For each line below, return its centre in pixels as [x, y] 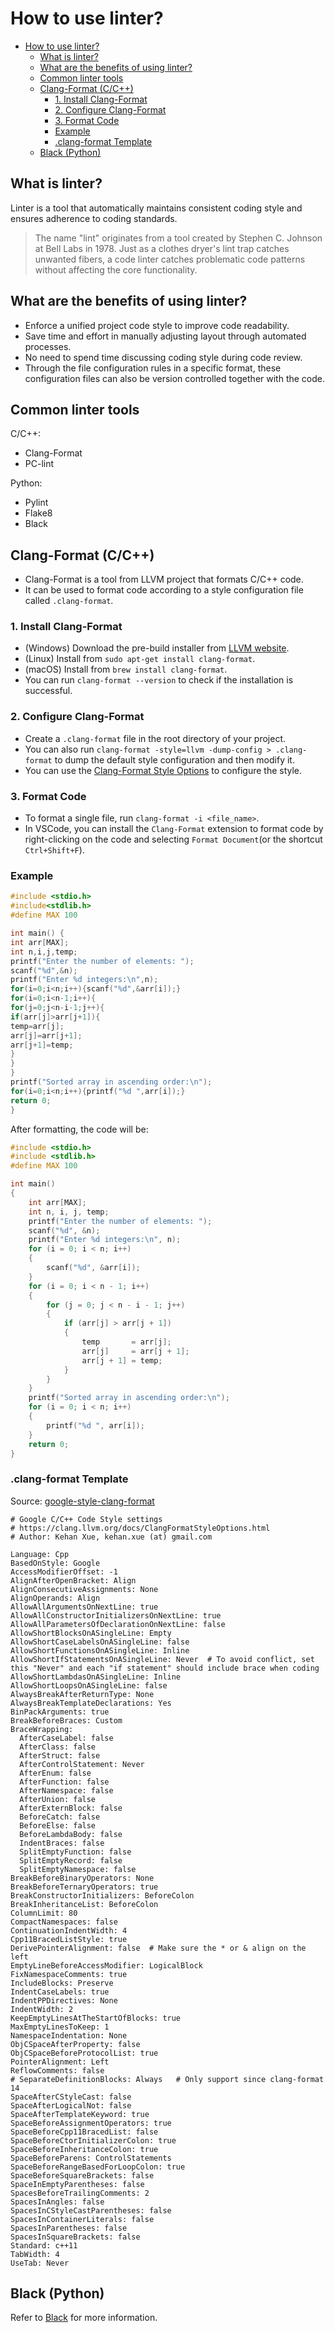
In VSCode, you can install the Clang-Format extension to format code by [174, 829]
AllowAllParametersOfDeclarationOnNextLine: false [118, 1624]
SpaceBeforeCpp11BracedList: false [84, 2132]
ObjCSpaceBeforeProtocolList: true [84, 2053]
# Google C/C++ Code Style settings [86, 1519]
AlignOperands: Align [55, 1598]
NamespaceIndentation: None [69, 2035]
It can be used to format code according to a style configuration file [164, 590]
